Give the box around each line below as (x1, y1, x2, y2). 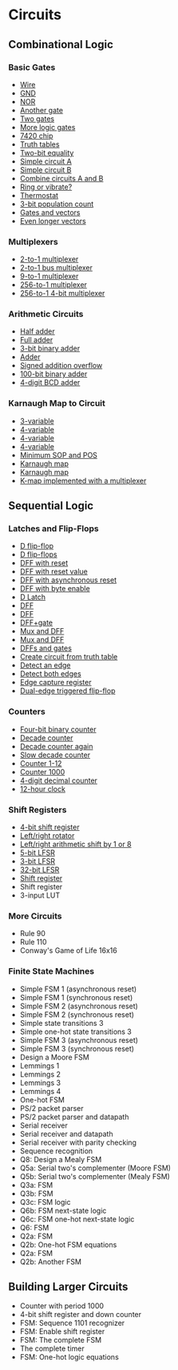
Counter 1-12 (19, 758, 62, 768)
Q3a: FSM (19, 1180, 53, 1190)
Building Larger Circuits (8, 1280, 129, 1294)
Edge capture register (19, 678, 92, 687)
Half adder (19, 326, 56, 336)
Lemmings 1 (19, 1060, 60, 1070)
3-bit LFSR (19, 857, 56, 866)
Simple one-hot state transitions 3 (19, 1027, 132, 1036)
